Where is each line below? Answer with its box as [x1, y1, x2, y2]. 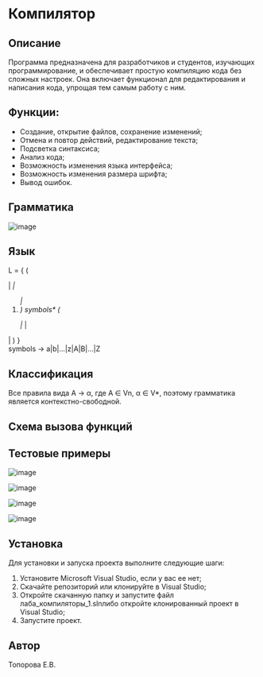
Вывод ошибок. [19, 177, 73, 187]
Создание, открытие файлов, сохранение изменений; [19, 126, 203, 136]
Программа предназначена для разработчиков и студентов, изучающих [8, 57, 255, 67]
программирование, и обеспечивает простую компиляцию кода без [8, 66, 242, 75]
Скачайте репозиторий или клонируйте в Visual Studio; [19, 582, 207, 592]
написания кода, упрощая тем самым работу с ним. [8, 83, 187, 92]
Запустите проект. [19, 616, 82, 625]
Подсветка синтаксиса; [19, 144, 100, 153]
